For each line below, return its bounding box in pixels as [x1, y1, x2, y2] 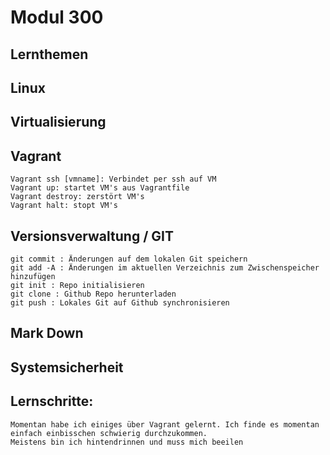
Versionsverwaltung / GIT [10, 227, 174, 245]
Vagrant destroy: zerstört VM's [10, 192, 145, 202]
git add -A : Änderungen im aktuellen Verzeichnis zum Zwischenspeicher [10, 262, 320, 273]
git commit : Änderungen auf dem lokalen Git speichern [10, 254, 248, 264]
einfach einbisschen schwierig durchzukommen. [10, 428, 208, 438]
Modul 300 [10, 6, 104, 29]
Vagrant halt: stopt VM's [10, 201, 118, 211]
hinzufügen [10, 271, 56, 281]
